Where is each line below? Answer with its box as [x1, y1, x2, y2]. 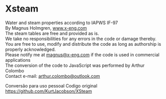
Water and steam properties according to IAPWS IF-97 [5, 20, 118, 26]
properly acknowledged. [5, 46, 56, 52]
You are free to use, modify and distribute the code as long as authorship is [5, 41, 161, 47]
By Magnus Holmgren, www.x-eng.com [5, 25, 87, 31]
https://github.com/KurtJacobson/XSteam [5, 88, 92, 94]
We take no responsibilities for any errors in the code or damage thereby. [5, 36, 157, 42]
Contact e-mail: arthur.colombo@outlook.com [5, 73, 101, 79]
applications [5, 57, 31, 63]
